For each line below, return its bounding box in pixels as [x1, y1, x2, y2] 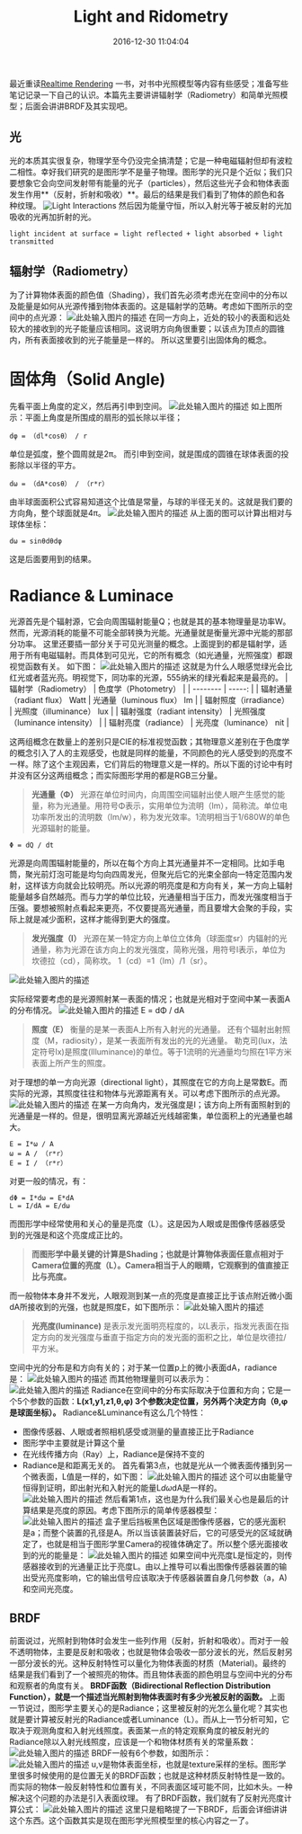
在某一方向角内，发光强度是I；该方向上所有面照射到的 [91, 1100, 290, 1110]
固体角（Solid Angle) [9, 369, 166, 389]
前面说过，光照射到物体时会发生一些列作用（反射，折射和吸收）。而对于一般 [9, 1635, 289, 1646]
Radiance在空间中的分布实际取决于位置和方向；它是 [91, 1384, 283, 1395]
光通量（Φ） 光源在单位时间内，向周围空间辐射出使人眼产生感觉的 [31, 789, 278, 800]
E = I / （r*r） [9, 1159, 67, 1168]
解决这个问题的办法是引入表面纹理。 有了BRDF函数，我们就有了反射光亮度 [9, 1793, 285, 1803]
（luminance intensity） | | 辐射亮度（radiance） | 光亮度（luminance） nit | [9, 717, 289, 728]
